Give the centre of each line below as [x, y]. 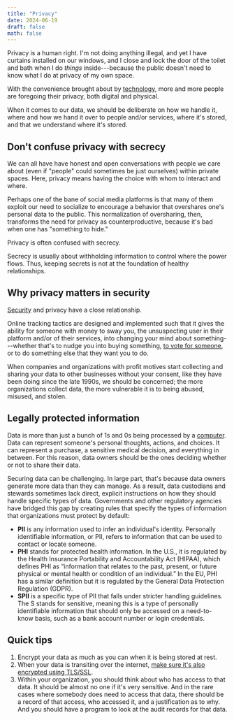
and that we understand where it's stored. [67, 125]
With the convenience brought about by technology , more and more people [116, 89]
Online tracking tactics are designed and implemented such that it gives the [116, 323]
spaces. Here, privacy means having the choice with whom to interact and [114, 178]
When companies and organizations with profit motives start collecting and [115, 366]
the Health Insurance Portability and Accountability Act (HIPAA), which [119, 559]
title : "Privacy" [32, 14]
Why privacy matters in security [79, 293]
